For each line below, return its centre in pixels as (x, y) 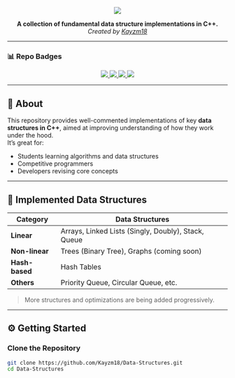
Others (23, 282)
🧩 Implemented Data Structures (77, 199)
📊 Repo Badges (35, 56)
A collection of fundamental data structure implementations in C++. (117, 24)
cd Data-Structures (36, 369)
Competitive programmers (55, 163)
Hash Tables (81, 267)
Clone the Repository (44, 348)
